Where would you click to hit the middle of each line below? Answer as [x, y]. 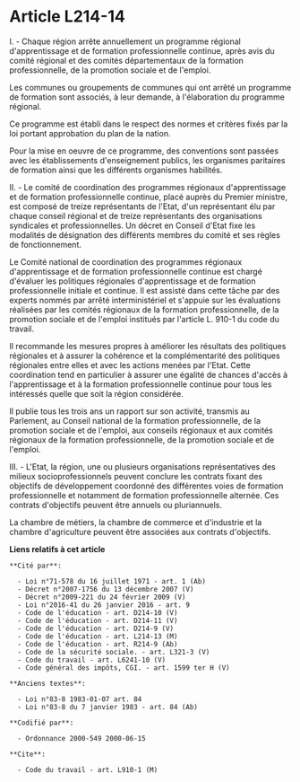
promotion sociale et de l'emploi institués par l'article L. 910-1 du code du [145, 319]
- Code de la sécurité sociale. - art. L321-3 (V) [114, 652]
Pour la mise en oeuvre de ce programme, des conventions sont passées [144, 151]
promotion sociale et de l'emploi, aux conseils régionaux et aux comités [141, 430]
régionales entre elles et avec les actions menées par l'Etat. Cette [130, 365]
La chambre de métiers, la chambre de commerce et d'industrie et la [136, 522]
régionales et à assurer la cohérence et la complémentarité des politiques [145, 356]
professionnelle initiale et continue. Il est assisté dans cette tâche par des [145, 290]
